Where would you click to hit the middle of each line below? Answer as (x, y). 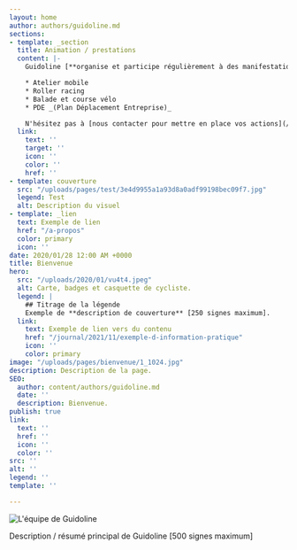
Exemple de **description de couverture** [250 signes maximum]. (148, 313)
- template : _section (49, 42)
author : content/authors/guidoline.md (89, 387)
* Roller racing (55, 91)
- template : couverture (53, 181)
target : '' (45, 148)
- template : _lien (43, 214)
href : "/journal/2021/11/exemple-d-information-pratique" (134, 337)
